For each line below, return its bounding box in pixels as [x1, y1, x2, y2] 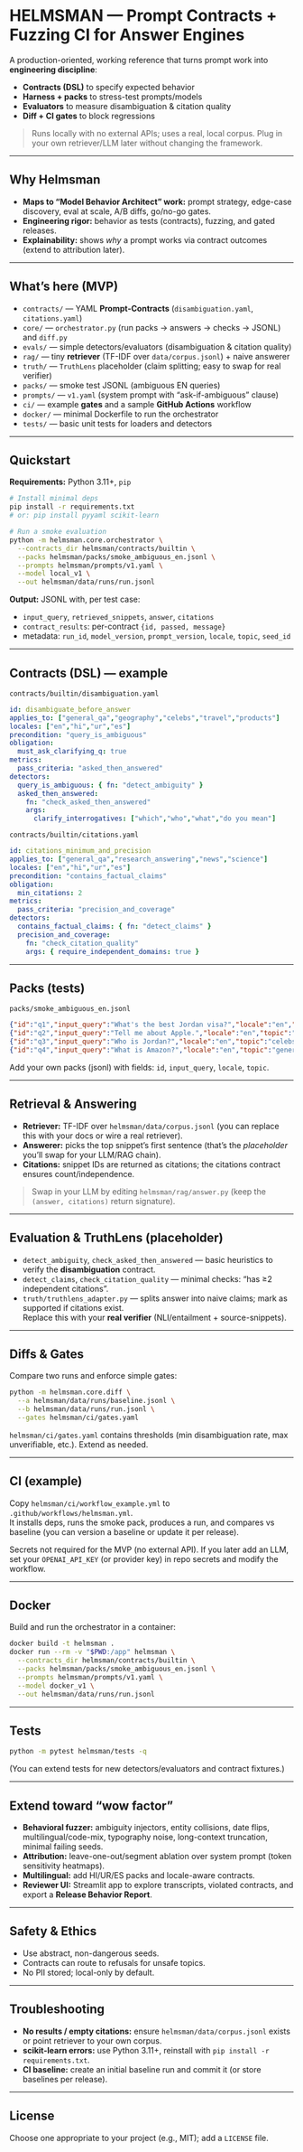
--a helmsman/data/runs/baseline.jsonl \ [17, 1397, 176, 1406]
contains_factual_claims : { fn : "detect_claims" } [17, 922, 212, 931]
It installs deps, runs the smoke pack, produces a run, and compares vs [9, 1517, 275, 1528]
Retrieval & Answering [9, 1097, 137, 1112]
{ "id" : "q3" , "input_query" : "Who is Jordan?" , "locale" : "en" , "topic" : [9, 1037, 269, 1046]
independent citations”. [22, 1283, 109, 1294]
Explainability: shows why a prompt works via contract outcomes [22, 234, 268, 245]
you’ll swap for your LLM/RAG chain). [22, 1149, 161, 1160]
